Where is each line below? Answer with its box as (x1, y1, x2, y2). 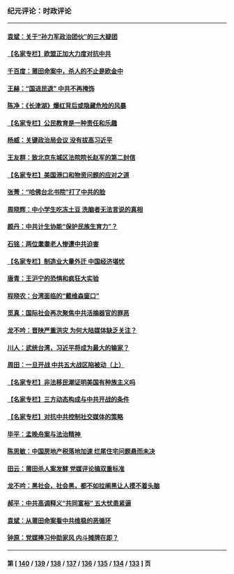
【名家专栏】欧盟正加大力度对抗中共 (7, 50, 111, 58)
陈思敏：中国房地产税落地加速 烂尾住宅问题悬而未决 (7, 447, 155, 455)
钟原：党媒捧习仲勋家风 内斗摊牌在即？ (7, 533, 119, 542)
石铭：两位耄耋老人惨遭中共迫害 (7, 240, 99, 249)
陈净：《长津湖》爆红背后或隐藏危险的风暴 (7, 101, 127, 110)
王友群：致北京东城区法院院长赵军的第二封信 (7, 154, 136, 162)
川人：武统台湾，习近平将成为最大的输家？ (7, 344, 130, 352)
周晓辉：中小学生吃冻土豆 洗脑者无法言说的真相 (7, 205, 143, 214)
